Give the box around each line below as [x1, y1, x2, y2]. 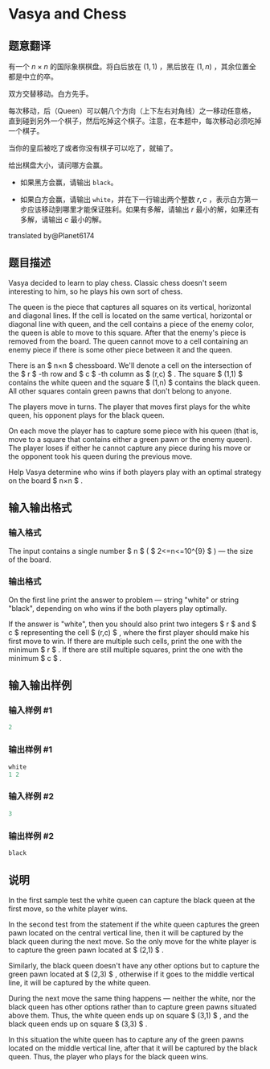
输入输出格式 [8, 501, 72, 515]
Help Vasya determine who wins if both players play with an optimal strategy [8, 467, 262, 477]
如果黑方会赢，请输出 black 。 [19, 178, 118, 187]
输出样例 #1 [8, 744, 52, 755]
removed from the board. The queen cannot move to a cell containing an [8, 336, 249, 346]
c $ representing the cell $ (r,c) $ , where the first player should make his [8, 627, 250, 637]
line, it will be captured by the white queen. [8, 977, 151, 987]
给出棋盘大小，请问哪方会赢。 [8, 160, 107, 170]
